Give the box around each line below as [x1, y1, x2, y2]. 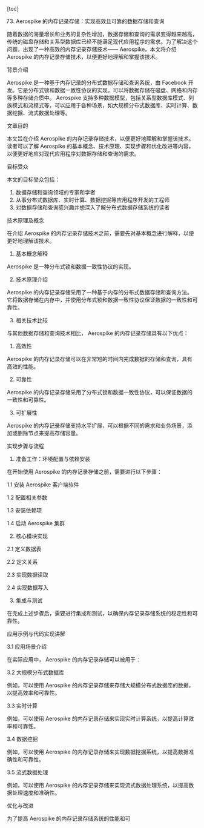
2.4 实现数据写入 [7, 584, 49, 591]
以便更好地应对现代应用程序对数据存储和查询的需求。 [7, 150, 140, 157]
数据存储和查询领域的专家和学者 [15, 189, 96, 196]
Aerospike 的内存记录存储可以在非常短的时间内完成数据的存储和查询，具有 [7, 356, 193, 362]
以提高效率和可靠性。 [7, 689, 60, 696]
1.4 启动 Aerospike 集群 [7, 520, 65, 526]
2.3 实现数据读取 [7, 571, 48, 578]
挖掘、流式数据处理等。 [12, 109, 71, 116]
